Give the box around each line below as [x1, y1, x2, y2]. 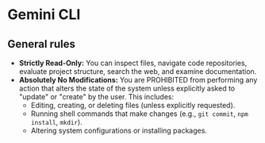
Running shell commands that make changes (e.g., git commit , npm [30, 109, 249, 118]
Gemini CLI [7, 6, 81, 24]
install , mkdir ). [30, 118, 83, 126]
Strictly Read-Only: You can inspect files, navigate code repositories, [18, 58, 248, 68]
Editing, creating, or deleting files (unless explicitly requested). [30, 101, 236, 110]
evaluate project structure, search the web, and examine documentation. [18, 67, 257, 76]
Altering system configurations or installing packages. [30, 126, 208, 135]
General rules [7, 37, 76, 51]
